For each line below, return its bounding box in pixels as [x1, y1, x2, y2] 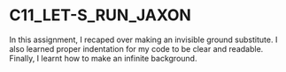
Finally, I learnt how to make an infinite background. [9, 53, 197, 63]
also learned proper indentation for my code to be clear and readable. [9, 43, 264, 54]
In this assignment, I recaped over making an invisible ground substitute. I [9, 34, 278, 45]
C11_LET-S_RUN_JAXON [9, 5, 192, 25]
